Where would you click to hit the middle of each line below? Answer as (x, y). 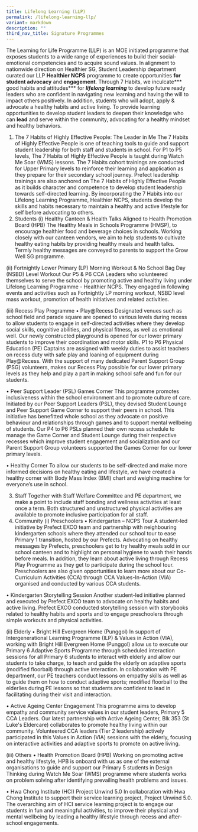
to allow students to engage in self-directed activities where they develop (95, 323)
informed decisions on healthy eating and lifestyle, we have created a (91, 472)
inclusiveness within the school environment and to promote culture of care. (99, 398)
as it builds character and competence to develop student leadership (98, 187)
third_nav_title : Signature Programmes (55, 34)
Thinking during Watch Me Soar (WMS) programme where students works (97, 774)
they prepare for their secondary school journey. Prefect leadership (97, 175)
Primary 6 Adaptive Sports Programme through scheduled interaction (91, 651)
